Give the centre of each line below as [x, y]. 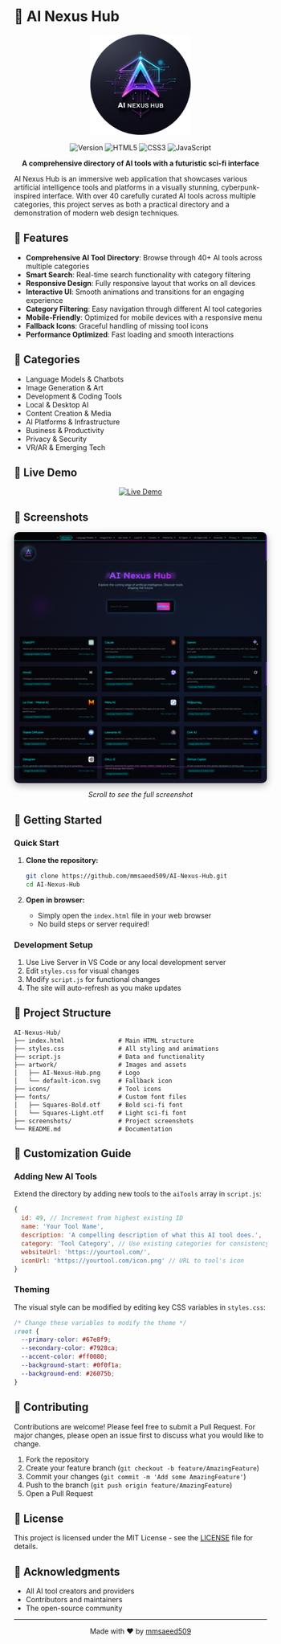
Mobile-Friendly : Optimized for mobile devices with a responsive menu [144, 317]
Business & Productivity [65, 430]
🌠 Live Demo [46, 472]
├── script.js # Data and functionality [109, 1057]
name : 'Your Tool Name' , [63, 1227]
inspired [27, 195]
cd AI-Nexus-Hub [53, 884]
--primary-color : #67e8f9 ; [66, 1340]
